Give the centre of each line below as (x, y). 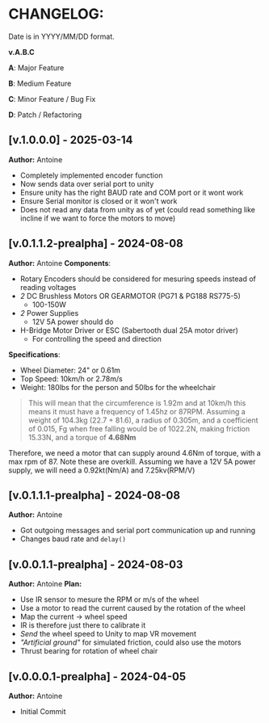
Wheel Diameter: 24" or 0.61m (70, 370)
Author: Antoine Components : (60, 263)
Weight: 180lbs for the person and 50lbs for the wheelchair (118, 387)
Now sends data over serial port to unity (87, 183)
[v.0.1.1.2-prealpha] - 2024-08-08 (96, 244)
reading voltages (48, 287)
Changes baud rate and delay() (73, 539)
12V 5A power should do (73, 322)
